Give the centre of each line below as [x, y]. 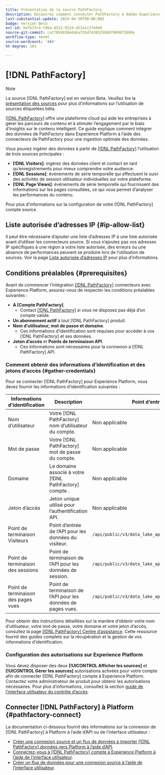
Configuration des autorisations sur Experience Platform [74, 655]
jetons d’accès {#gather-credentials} [51, 371]
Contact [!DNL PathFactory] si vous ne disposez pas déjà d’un [82, 310]
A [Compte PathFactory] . [39, 305]
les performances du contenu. [43, 194]
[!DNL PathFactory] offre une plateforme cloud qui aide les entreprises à [78, 118]
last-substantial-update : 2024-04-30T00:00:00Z [55, 19]
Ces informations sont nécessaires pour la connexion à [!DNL [82, 347]
